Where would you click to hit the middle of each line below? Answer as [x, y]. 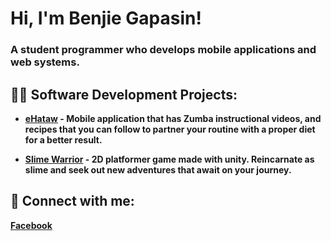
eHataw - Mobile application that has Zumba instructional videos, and [173, 118]
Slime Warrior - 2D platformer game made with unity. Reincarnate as [169, 159]
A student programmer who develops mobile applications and [163, 50]
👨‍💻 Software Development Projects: [124, 94]
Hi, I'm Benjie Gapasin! [106, 18]
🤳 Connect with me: [72, 201]
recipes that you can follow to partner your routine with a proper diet [170, 129]
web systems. [45, 62]
